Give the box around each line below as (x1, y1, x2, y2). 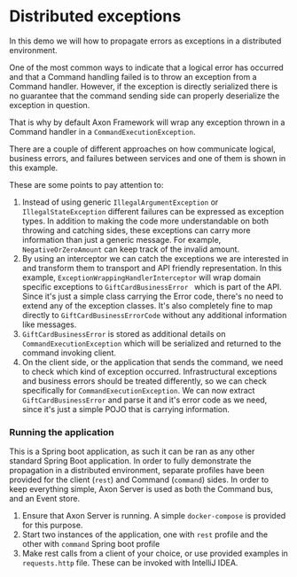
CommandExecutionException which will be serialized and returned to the (21, 338, 282, 348)
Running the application (9, 425, 114, 438)
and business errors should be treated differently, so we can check (21, 375, 268, 386)
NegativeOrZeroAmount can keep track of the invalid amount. (21, 244, 240, 254)
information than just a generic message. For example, (21, 234, 222, 245)
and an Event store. (9, 494, 81, 504)
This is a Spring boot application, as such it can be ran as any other (9, 446, 255, 457)
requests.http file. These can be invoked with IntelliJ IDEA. (21, 558, 238, 568)
